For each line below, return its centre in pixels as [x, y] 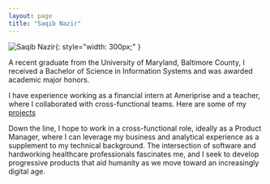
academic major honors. [49, 79]
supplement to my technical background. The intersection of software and [133, 145]
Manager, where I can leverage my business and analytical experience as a [134, 137]
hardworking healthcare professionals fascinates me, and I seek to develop [134, 154]
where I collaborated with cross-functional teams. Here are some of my [128, 104]
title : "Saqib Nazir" [45, 24]
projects [22, 112]
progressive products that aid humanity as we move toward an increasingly [134, 162]
